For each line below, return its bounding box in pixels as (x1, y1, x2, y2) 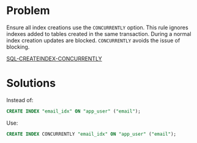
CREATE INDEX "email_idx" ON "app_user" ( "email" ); (6, 108, 141, 114)
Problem (6, 4, 50, 18)
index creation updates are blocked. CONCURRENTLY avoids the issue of (6, 37, 180, 44)
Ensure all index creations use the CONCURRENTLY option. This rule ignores (6, 24, 188, 31)
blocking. (6, 43, 30, 51)
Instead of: (6, 96, 34, 103)
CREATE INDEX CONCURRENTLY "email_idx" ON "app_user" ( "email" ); (6, 131, 176, 137)
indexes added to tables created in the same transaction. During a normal (6, 30, 191, 37)
